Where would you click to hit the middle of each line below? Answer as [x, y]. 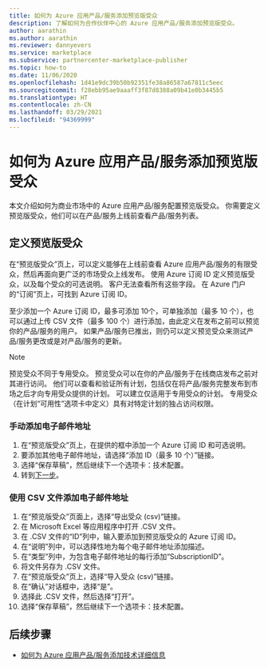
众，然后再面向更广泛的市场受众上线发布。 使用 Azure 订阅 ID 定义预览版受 [132, 274]
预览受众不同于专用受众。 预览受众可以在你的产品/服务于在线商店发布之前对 [134, 373]
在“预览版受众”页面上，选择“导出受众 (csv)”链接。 [102, 517]
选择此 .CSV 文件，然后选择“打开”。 [79, 597]
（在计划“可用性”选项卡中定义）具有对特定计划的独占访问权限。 [114, 403]
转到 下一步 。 [41, 475]
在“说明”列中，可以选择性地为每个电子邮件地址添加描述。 [115, 547]
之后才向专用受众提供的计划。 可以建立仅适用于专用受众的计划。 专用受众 [136, 393]
